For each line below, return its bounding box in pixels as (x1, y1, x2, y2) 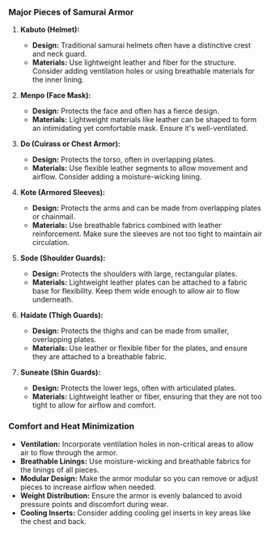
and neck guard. (32, 49, 87, 59)
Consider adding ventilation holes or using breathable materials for (32, 66, 255, 76)
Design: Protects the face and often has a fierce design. (32, 106, 220, 116)
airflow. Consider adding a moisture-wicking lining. (32, 172, 202, 182)
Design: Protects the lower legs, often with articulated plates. (32, 383, 237, 393)
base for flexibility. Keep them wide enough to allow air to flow (32, 286, 240, 296)
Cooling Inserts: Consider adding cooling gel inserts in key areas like (19, 508, 252, 518)
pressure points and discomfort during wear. (19, 499, 169, 509)
